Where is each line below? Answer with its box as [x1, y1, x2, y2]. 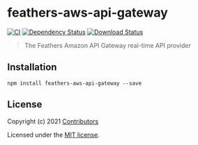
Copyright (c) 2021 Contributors [7, 117, 99, 126]
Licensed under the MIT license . [7, 130, 100, 139]
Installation [7, 61, 57, 74]
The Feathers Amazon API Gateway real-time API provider [24, 41, 192, 49]
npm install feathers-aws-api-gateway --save [7, 80, 142, 87]
